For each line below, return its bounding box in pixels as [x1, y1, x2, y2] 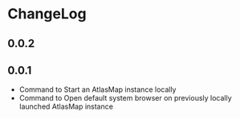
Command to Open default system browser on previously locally [18, 93, 232, 103]
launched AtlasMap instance [18, 101, 114, 112]
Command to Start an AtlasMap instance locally [18, 85, 177, 94]
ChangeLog [7, 5, 87, 23]
